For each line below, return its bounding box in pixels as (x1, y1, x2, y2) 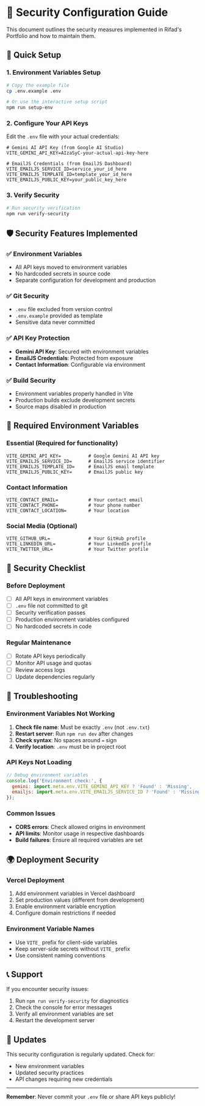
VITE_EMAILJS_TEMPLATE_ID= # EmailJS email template (6, 463, 154, 470)
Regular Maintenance (6, 638, 71, 647)
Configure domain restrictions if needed (15, 909, 116, 916)
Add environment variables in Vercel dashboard (15, 890, 135, 898)
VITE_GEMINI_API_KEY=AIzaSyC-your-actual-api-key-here (6, 150, 149, 157)
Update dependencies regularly (15, 673, 95, 680)
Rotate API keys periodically (15, 652, 86, 660)
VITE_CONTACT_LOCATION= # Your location (6, 507, 130, 514)
